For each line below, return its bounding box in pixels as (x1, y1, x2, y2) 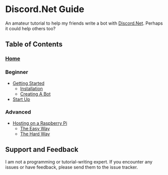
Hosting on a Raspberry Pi (12, 120, 67, 126)
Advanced (5, 109, 31, 116)
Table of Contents (5, 40, 63, 49)
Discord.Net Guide (5, 4, 85, 15)
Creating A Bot (20, 91, 51, 97)
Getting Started (12, 80, 44, 86)
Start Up (12, 96, 30, 102)
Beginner (5, 69, 29, 76)
